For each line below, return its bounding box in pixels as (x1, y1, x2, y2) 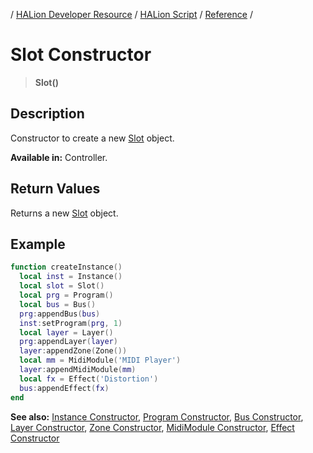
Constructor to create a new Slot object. (10, 132, 175, 144)
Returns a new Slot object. (10, 207, 119, 219)
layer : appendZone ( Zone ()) (19, 346, 128, 356)
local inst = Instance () (19, 272, 123, 282)
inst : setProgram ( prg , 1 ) (19, 318, 123, 328)
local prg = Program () (19, 290, 114, 300)
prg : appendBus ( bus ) (19, 309, 101, 319)
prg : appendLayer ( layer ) (19, 337, 118, 347)
